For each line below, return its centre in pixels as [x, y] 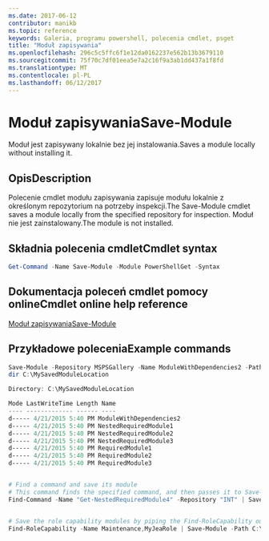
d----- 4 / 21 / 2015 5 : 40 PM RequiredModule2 [80, 456]
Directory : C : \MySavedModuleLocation [71, 390]
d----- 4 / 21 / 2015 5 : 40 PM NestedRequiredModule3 [91, 441]
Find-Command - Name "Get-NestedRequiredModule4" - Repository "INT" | [127, 499]
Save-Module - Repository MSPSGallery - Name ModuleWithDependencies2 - [128, 367]
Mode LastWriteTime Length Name [62, 404]
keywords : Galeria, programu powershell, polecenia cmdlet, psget [121, 38]
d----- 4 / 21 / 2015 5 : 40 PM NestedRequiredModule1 [91, 426]
